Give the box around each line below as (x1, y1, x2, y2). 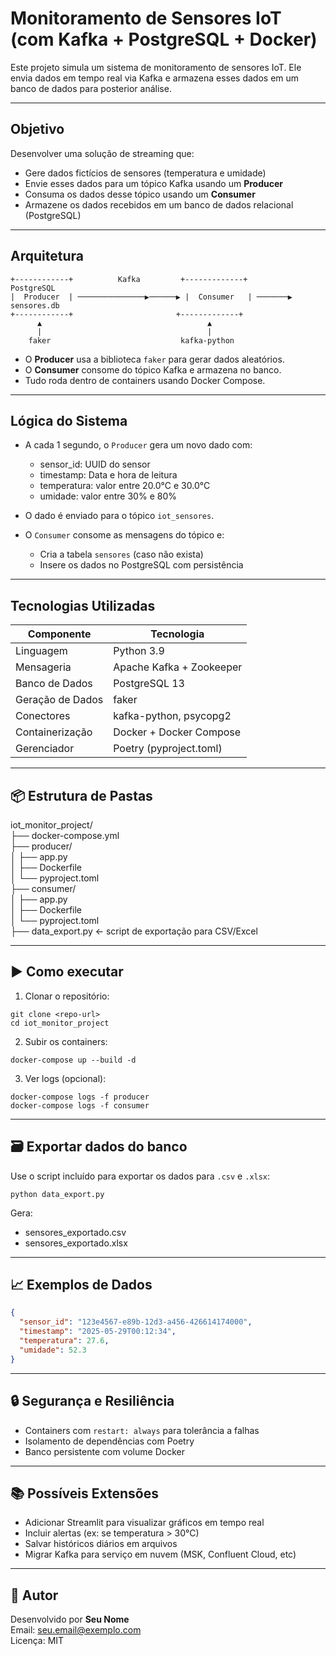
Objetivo (10, 121, 65, 138)
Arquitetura (10, 248, 84, 265)
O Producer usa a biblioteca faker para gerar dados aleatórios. (24, 353, 285, 365)
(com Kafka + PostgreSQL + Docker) (10, 28, 318, 51)
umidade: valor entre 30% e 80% (39, 490, 177, 502)
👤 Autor (10, 1587, 59, 1604)
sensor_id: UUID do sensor (39, 458, 151, 471)
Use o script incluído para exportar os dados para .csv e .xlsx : (10, 1170, 271, 1182)
